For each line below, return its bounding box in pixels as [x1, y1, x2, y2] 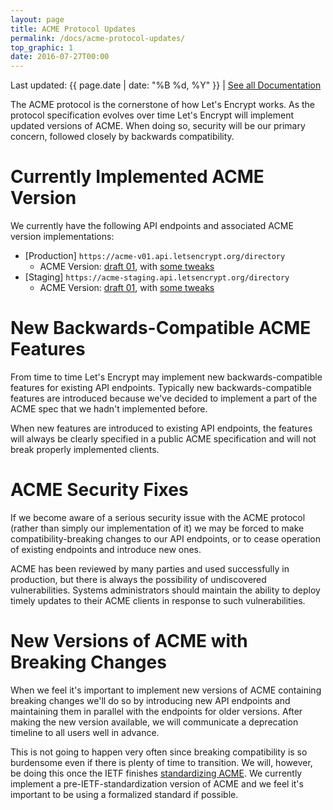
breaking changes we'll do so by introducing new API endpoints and [10, 694, 291, 706]
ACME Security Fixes [10, 479, 189, 501]
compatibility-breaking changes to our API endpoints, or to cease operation [10, 532, 321, 545]
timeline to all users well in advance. [10, 726, 160, 738]
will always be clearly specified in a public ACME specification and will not [10, 433, 317, 445]
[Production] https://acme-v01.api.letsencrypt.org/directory [24, 250, 286, 262]
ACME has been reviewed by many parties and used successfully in [10, 562, 290, 575]
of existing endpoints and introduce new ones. [10, 543, 202, 555]
